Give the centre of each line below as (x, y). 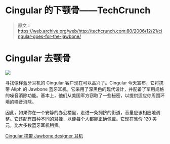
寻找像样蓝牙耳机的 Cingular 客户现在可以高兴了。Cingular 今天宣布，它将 (82, 83)
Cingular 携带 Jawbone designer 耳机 (44, 136)
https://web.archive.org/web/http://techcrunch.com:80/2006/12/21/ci (90, 31)
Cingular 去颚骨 (38, 58)
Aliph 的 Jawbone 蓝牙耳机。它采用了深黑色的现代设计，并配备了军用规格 (88, 89)
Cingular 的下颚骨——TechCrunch (78, 10)
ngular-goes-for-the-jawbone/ (49, 36)
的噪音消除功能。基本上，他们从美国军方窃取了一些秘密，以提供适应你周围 (83, 95)
